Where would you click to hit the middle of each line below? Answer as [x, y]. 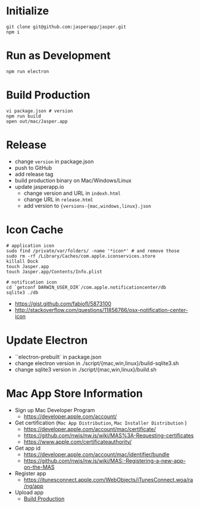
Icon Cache [35, 230]
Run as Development [59, 56]
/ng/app [33, 486]
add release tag [34, 174]
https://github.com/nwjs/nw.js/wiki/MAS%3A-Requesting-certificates [109, 435]
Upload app [29, 492]
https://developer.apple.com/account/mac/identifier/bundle [96, 454]
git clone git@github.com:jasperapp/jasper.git [66, 27]
